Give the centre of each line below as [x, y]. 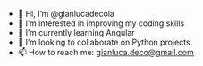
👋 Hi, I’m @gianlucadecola [66, 14]
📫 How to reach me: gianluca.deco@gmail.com [106, 52]
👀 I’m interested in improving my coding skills [101, 23]
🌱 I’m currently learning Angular [76, 33]
